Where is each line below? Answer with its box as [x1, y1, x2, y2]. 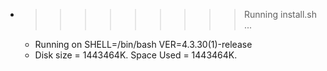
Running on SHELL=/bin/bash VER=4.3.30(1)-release [34, 39, 253, 50]
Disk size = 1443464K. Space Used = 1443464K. [34, 49, 238, 61]
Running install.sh [243, 9, 318, 20]
